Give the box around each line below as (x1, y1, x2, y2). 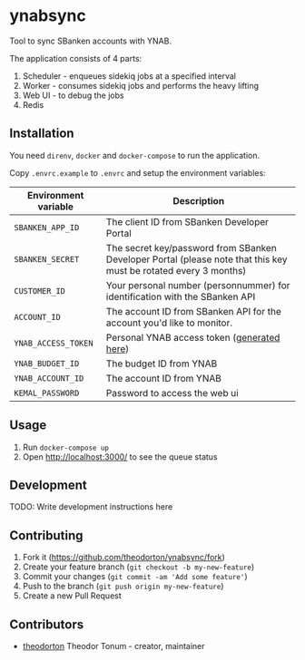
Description (172, 194, 225, 207)
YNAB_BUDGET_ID (14, 358, 80, 368)
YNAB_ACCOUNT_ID (14, 373, 84, 383)
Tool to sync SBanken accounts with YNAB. (9, 35, 172, 46)
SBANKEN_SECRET (14, 254, 80, 264)
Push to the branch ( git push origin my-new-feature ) (22, 581, 224, 592)
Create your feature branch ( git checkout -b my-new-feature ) (22, 561, 255, 572)
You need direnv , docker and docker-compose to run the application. (9, 150, 261, 160)
